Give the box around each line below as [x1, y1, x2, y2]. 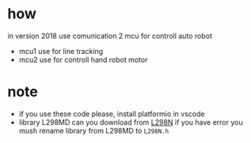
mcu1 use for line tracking [18, 46, 104, 56]
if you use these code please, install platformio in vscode [18, 109, 205, 118]
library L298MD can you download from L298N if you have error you [18, 117, 243, 127]
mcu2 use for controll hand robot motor [18, 55, 148, 64]
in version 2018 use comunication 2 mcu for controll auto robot [7, 31, 213, 41]
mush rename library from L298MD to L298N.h [18, 126, 169, 135]
